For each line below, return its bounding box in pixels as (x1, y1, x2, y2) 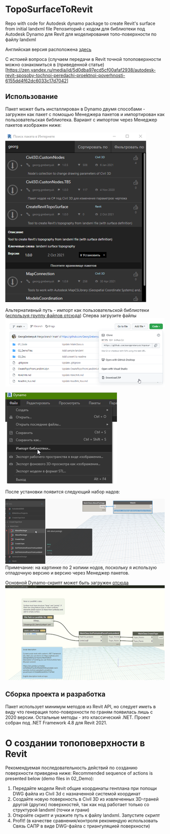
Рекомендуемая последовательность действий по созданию (5, 765, 138, 771)
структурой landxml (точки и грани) (12, 807, 90, 813)
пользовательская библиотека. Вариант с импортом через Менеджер (5, 117, 157, 123)
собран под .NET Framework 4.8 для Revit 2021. (5, 719, 107, 726)
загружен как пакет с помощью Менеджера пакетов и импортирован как (5, 111, 165, 117)
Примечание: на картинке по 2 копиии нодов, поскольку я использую (5, 564, 157, 570)
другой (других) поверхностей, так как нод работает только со (12, 802, 149, 808)
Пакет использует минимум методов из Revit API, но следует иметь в (5, 703, 156, 709)
